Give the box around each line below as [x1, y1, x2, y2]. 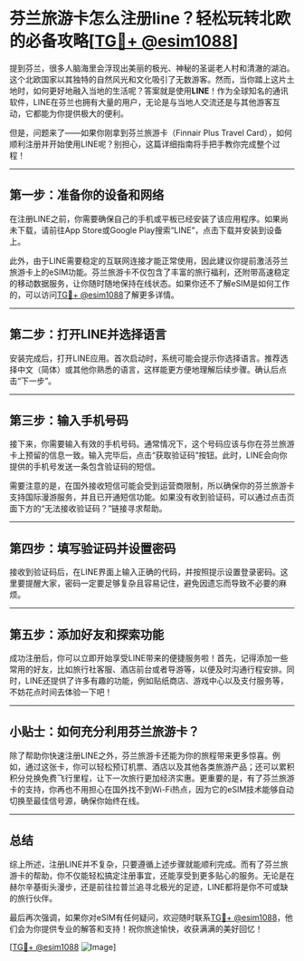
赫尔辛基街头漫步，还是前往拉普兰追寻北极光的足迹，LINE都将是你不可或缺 [9, 881, 289, 892]
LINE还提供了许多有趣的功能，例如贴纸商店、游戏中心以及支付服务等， [24, 675, 289, 685]
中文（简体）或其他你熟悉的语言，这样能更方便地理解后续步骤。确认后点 [16, 364, 287, 374]
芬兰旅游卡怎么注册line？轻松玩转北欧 [9, 8, 291, 29]
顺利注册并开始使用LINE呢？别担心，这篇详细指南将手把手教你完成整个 [9, 138, 273, 150]
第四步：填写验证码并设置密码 [9, 540, 176, 556]
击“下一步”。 [9, 375, 57, 386]
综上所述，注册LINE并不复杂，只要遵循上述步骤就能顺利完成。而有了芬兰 [9, 859, 280, 869]
